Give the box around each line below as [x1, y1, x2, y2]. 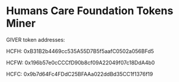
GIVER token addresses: [6, 36, 65, 43]
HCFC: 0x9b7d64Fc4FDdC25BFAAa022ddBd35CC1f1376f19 [6, 70, 153, 77]
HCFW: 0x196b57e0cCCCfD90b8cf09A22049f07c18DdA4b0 [6, 59, 155, 66]
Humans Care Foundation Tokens [6, 4, 174, 18]
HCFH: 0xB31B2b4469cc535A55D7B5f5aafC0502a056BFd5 [6, 47, 154, 54]
